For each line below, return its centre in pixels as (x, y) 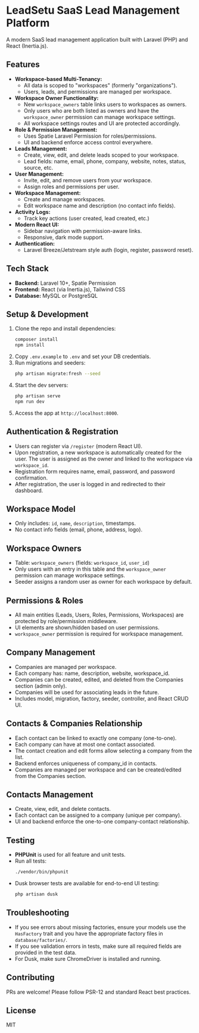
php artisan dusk (36, 894)
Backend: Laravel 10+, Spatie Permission (65, 283)
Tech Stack (27, 269)
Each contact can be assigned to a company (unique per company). (98, 815)
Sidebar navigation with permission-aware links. (83, 231)
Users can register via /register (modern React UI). (79, 446)
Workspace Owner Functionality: (57, 98)
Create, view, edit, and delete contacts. (63, 809)
